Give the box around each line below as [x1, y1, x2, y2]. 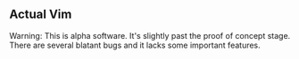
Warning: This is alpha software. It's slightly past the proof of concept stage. [9, 30, 291, 41]
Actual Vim [9, 7, 72, 22]
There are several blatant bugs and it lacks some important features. [9, 40, 261, 50]
